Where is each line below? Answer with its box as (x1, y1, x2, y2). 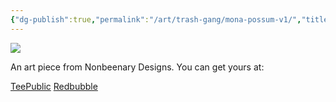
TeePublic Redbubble (10, 80, 98, 92)
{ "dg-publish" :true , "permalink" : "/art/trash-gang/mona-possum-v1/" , (10, 14, 302, 25)
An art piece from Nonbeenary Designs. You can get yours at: (10, 61, 265, 73)
